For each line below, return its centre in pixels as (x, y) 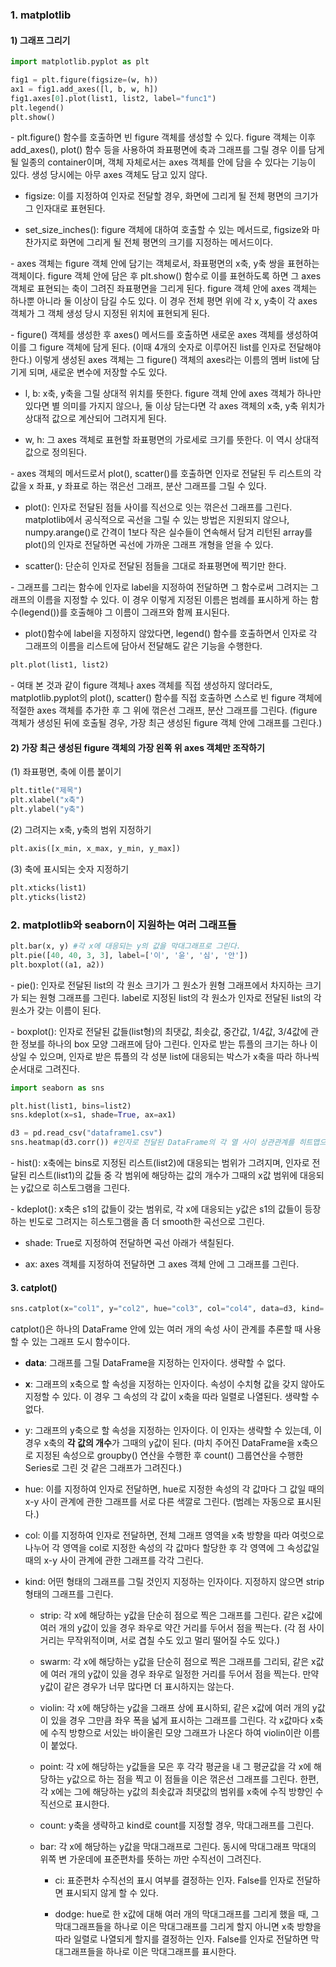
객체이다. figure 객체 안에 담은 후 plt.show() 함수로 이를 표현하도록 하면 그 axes (166, 276)
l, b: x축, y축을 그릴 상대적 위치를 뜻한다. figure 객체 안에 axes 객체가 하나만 (173, 394)
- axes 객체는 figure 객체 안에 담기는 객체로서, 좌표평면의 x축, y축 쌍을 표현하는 (165, 264)
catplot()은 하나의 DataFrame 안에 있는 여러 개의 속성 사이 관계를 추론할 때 (156, 1329)
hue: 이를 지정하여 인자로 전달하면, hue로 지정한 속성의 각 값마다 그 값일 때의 (174, 1489)
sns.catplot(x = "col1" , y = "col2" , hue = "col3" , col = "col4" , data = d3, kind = (167, 1309)
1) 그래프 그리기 (40, 40)
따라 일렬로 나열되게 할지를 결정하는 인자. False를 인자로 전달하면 (181, 1939)
